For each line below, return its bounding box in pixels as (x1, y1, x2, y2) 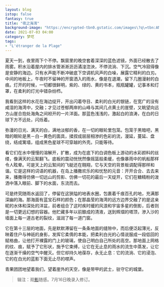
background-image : (5, 25, 42, 30)
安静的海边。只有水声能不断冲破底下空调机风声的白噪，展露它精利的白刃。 (9, 69, 159, 76)
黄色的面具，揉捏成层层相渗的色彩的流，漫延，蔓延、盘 (43, 133, 155, 139)
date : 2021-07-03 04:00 (5, 30, 54, 35)
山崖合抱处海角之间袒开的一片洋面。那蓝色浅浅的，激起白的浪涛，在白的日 (9, 110, 159, 116)
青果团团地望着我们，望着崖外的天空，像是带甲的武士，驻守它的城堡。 (5, 266, 146, 272)
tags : (5, 39, 16, 44)
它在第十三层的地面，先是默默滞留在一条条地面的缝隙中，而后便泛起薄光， (5, 225, 155, 231)
